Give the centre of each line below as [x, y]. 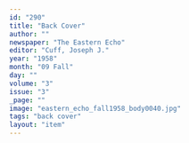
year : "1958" [33, 59]
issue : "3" [29, 91]
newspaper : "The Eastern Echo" [67, 42]
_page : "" [28, 100]
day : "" [24, 75]
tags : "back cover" [45, 116]
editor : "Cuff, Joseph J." [59, 51]
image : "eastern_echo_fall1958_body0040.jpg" [95, 108]
